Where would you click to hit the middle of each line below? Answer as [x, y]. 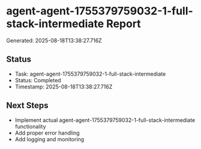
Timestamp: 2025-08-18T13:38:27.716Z [64, 87]
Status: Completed [38, 80]
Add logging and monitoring [49, 139]
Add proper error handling [47, 133]
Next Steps [27, 105]
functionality [30, 126]
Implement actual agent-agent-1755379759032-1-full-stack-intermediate [105, 120]
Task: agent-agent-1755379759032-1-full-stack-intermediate [90, 74]
